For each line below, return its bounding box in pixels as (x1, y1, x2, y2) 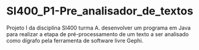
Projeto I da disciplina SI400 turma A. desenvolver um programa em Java (6, 24, 191, 31)
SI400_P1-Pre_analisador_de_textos (6, 4, 193, 18)
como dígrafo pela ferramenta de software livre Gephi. (6, 37, 144, 44)
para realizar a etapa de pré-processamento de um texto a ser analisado (6, 30, 189, 37)
